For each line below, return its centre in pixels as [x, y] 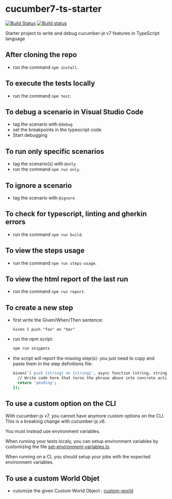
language [15, 39]
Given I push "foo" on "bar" [44, 330]
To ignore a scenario [39, 185]
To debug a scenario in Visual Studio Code [74, 112]
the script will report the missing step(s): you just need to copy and [84, 359]
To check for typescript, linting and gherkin [76, 214]
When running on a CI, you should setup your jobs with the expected [78, 457]
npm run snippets [31, 349]
